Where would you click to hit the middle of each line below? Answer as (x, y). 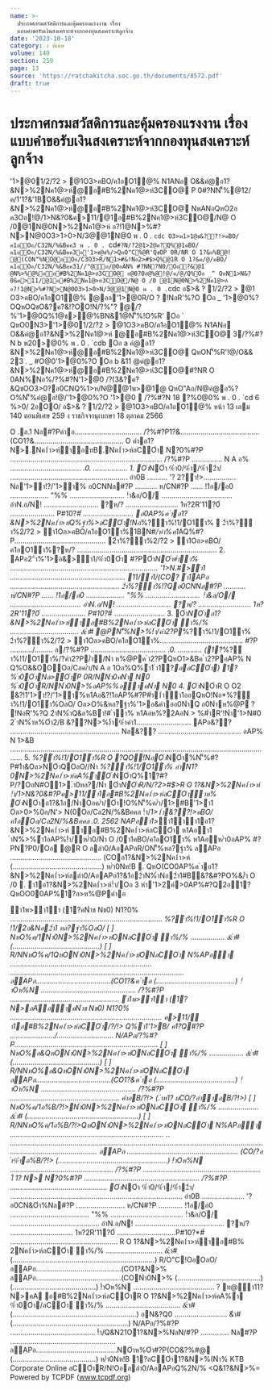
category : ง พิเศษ (37, 46)
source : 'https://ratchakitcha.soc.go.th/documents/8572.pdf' (116, 76)
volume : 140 (30, 53)
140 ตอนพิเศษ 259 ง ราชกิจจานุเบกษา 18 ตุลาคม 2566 (87, 415)
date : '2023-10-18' (43, 38)
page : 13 (25, 69)
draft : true (30, 83)
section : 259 (32, 61)
